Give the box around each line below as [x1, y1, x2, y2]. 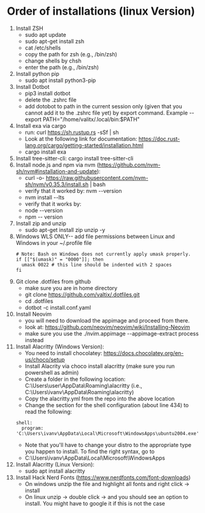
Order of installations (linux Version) [7, 4, 195, 18]
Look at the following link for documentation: [24, 135, 138, 142]
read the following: [24, 408, 73, 415]
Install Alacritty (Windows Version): [15, 343, 104, 350]
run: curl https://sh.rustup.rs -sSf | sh [24, 129, 119, 136]
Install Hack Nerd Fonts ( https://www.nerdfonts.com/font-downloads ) [15, 473, 191, 481]
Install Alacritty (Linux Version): [15, 460, 95, 468]
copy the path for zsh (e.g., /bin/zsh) [24, 50, 118, 58]
